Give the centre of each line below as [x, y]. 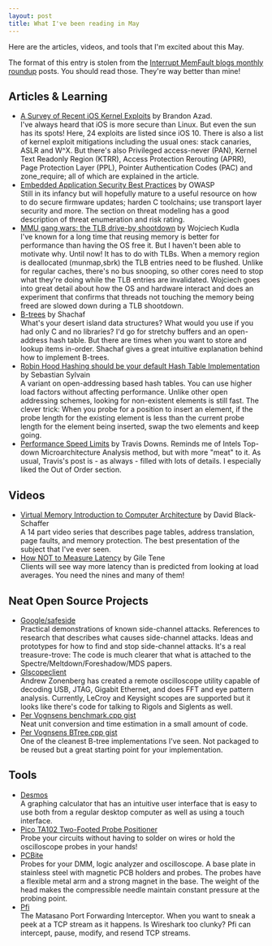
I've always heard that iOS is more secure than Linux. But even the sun [138, 125]
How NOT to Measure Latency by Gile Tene [93, 558]
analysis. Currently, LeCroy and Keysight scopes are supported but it [135, 698]
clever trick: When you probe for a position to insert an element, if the [136, 409]
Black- [245, 515]
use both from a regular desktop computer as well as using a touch [132, 812]
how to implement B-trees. [65, 357]
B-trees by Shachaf [53, 314]
